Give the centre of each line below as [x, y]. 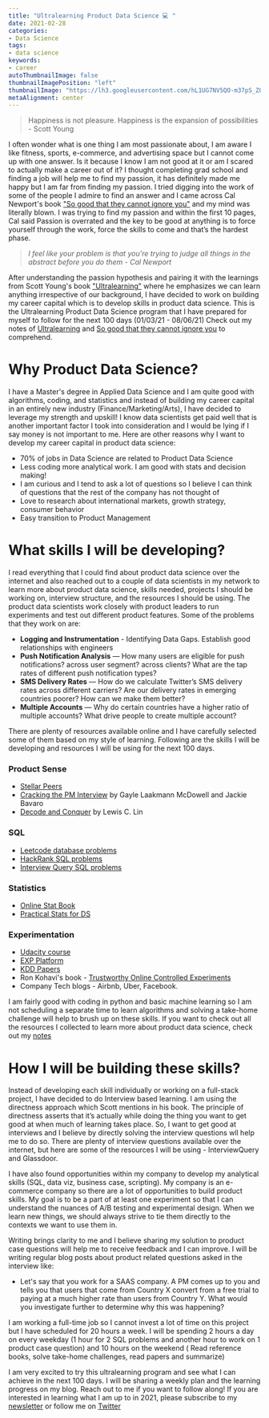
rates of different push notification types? [88, 673]
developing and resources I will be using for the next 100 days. [111, 748]
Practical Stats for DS [55, 914]
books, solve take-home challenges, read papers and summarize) [117, 1357]
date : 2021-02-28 [37, 23]
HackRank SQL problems [61, 859]
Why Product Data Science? [103, 370]
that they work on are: [45, 624]
